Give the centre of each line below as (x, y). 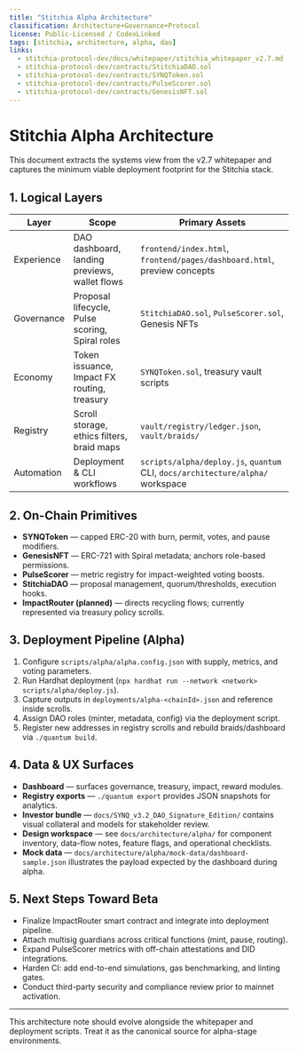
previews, (94, 271)
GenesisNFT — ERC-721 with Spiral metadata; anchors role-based (144, 556)
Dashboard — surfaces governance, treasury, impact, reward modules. (153, 786)
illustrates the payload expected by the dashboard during (173, 861)
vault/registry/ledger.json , (201, 426)
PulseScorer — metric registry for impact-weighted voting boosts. (143, 574)
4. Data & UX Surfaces (72, 765)
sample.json (44, 862)
